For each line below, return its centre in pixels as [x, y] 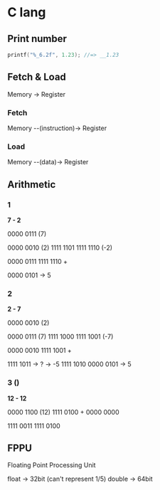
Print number [37, 39]
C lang [27, 12]
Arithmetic [32, 185]
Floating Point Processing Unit [52, 465]
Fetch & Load [37, 77]
